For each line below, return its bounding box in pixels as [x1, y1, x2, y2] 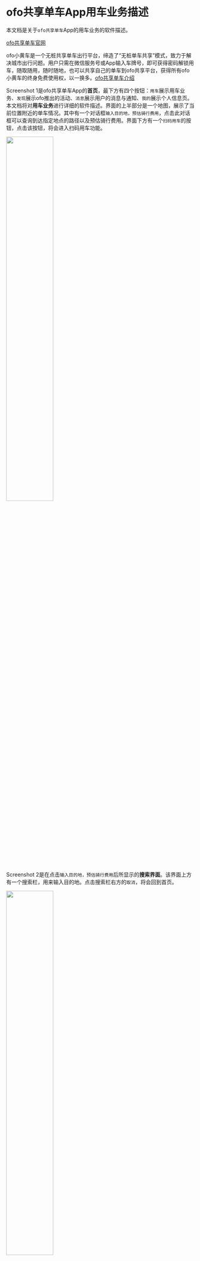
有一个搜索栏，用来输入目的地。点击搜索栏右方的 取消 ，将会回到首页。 [6, 878, 177, 886]
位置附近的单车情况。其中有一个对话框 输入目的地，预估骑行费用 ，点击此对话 [11, 109, 190, 117]
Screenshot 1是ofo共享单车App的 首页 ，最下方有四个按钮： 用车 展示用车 [6, 87, 180, 94]
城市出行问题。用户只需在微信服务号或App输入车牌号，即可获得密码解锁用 [11, 59, 194, 66]
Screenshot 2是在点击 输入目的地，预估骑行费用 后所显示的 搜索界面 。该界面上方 [6, 871, 192, 878]
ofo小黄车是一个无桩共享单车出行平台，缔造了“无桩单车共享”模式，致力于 [6, 51, 186, 59]
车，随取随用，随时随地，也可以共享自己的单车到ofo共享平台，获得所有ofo [6, 66, 190, 74]
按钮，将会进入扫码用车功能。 [32, 124, 106, 132]
